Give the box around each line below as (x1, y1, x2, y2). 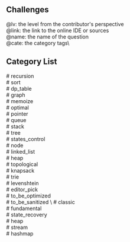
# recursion (6, 72, 34, 79)
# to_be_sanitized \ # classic (6, 198, 75, 205)
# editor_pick (6, 186, 38, 193)
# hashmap (6, 230, 34, 237)
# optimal (6, 104, 30, 111)
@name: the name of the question (6, 33, 89, 40)
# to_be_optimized (6, 192, 51, 199)
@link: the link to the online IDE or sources (6, 27, 109, 34)
